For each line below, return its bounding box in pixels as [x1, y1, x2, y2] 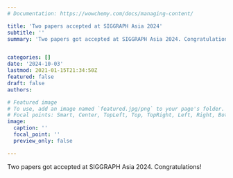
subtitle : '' [7, 29, 45, 36]
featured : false [7, 73, 54, 80]
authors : [7, 86, 33, 94]
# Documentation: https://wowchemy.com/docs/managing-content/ [7, 10, 194, 17]
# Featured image [7, 98, 58, 106]
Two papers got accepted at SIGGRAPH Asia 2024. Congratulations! [7, 162, 202, 170]
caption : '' [13, 125, 49, 132]
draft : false [7, 80, 45, 87]
